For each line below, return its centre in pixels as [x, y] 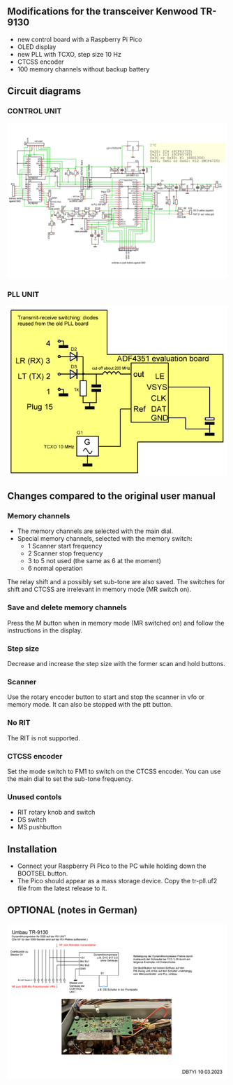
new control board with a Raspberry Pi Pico [80, 39]
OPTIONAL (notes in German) [73, 910]
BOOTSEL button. [43, 873]
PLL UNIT [23, 294]
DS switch [32, 820]
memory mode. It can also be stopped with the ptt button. [90, 705]
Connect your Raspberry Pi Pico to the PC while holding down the [112, 866]
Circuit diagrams [44, 91]
